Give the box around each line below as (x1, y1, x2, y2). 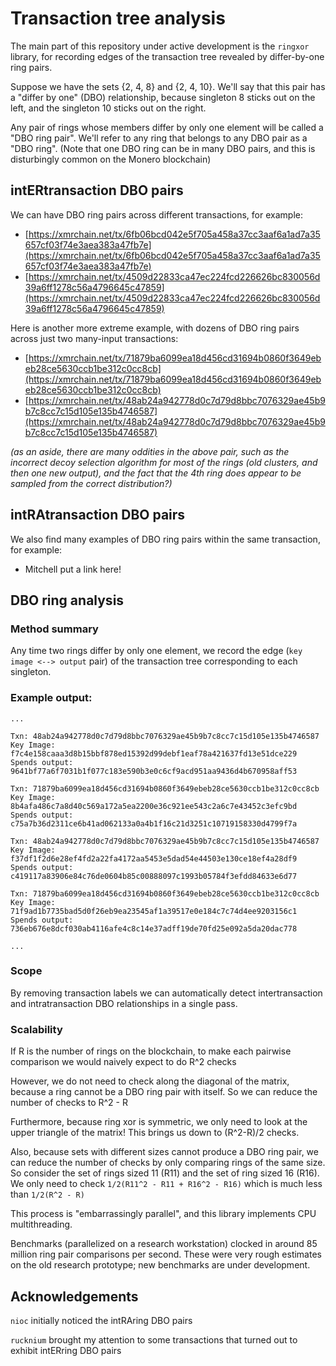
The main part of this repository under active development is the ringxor (10, 40, 310, 52)
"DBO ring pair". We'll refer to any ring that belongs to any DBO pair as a (10, 132, 308, 144)
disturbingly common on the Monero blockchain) (10, 153, 212, 165)
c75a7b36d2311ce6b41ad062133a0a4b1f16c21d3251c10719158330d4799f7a (10, 818, 298, 829)
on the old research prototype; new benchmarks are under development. (10, 1259, 311, 1271)
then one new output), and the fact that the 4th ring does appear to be (10, 467, 302, 479)
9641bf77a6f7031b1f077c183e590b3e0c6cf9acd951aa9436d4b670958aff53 (10, 766, 298, 776)
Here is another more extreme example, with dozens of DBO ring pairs (10, 322, 300, 334)
